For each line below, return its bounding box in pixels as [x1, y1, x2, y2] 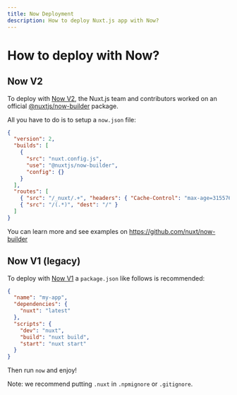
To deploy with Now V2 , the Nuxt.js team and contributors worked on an [7, 94, 217, 102]
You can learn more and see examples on [7, 227, 128, 235]
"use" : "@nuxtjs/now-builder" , [25, 162, 119, 169]
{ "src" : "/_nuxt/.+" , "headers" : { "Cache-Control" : [20, 195, 181, 202]
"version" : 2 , [13, 136, 55, 143]
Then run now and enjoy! [7, 366, 78, 375]
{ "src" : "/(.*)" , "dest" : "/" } [20, 201, 119, 208]
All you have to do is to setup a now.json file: [7, 115, 136, 124]
